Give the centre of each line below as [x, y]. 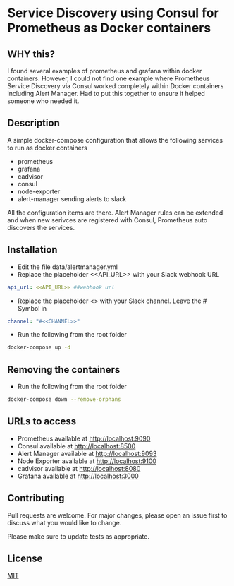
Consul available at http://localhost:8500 [76, 446]
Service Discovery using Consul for [113, 13]
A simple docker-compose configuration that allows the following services [115, 140]
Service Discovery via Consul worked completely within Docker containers [116, 86]
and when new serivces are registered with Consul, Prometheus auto [107, 220]
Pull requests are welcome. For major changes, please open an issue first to [117, 515]
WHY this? [31, 54]
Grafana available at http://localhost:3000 [78, 476]
